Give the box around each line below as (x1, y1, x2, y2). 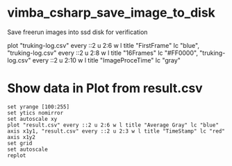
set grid (7, 140, 33, 147)
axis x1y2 (7, 133, 36, 140)
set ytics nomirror (7, 109, 64, 116)
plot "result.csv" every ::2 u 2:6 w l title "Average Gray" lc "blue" (7, 122, 219, 128)
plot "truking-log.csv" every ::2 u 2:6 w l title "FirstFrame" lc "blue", (7, 41, 200, 49)
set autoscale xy (7, 115, 58, 122)
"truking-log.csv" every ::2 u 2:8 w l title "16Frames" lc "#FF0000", (7, 49, 198, 57)
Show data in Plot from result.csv (7, 81, 203, 97)
